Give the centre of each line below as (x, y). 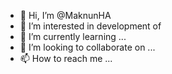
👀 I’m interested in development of (90, 26)
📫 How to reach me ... (66, 58)
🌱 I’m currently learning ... (73, 36)
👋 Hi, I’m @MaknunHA (65, 15)
